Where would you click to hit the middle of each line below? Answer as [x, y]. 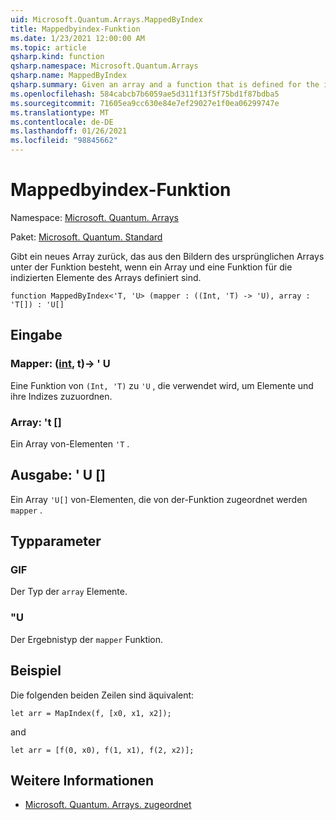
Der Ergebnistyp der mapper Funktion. [87, 639]
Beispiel [36, 671]
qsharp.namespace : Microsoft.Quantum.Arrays [104, 66]
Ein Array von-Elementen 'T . [70, 443]
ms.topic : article [48, 47]
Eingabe [36, 335]
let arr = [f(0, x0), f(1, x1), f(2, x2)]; [102, 750]
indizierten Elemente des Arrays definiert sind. [106, 277]
